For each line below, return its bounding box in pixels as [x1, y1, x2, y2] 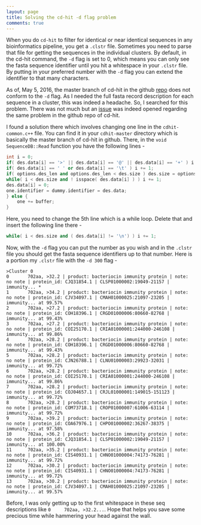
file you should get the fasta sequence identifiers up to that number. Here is [6, 250, 193, 257]
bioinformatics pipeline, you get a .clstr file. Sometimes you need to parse [6, 43, 192, 50]
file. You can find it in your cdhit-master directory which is [34, 130, 178, 137]
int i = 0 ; [6, 154, 33, 160]
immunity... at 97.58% [6, 426, 63, 432]
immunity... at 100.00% [6, 442, 66, 448]
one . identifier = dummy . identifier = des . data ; [6, 187, 127, 194]
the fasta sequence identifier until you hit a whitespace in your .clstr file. [6, 62, 188, 69]
